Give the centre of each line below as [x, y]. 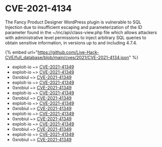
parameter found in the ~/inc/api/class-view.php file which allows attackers [81, 32]
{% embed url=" [22, 52]
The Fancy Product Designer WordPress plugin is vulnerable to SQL [73, 22]
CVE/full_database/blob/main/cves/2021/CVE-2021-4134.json [67, 57]
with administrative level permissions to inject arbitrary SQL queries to [76, 38]
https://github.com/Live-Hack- [68, 52]
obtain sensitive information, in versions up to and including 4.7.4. [71, 42]
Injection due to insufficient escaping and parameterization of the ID [74, 27]
